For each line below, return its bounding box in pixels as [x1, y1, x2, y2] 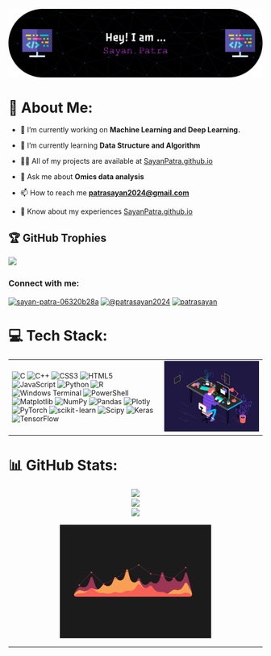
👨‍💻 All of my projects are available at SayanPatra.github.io [19, 157, 214, 166]
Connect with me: [8, 278, 80, 289]
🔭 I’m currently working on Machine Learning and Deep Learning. [19, 125, 240, 135]
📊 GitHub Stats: [8, 457, 119, 474]
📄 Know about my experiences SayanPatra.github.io [19, 207, 194, 216]
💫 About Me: [8, 98, 94, 117]
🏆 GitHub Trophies [8, 231, 107, 244]
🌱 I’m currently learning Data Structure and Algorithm [19, 140, 201, 150]
